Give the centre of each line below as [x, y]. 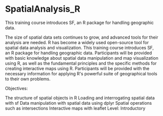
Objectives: [16, 88]
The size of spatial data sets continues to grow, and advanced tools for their [82, 37]
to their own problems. [28, 79]
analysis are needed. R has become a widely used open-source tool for [77, 42]
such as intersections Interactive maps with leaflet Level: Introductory [75, 108]
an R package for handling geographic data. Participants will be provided [79, 53]
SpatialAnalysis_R [43, 9]
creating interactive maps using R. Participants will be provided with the [77, 68]
